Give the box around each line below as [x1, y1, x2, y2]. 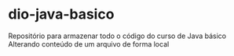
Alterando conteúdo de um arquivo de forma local [8, 39, 170, 48]
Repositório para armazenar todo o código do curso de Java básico [8, 31, 227, 40]
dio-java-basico [8, 5, 115, 23]
